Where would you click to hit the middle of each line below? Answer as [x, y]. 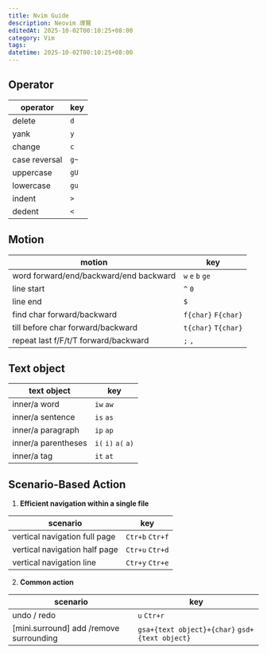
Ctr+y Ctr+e [147, 563]
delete [24, 120]
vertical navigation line [54, 562]
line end [27, 301]
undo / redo [34, 616]
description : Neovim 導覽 [50, 23]
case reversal [37, 159]
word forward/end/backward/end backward [94, 276]
